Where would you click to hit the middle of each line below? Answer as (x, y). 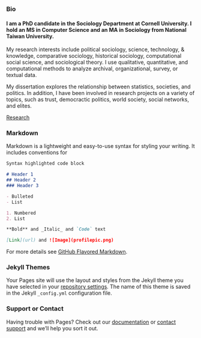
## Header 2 (21, 180)
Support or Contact (35, 309)
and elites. (19, 106)
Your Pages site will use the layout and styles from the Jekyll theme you (95, 280)
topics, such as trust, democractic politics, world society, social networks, (97, 100)
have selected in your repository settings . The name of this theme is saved (98, 287)
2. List (16, 218)
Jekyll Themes (28, 268)
